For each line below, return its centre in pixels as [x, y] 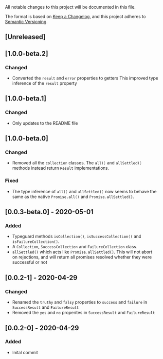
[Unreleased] [26, 37]
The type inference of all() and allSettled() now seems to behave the [84, 191]
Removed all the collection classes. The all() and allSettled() [77, 163]
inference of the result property [45, 83]
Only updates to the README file [45, 123]
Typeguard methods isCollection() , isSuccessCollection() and [77, 237]
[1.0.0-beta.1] [26, 99]
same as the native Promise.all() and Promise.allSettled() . [73, 197]
